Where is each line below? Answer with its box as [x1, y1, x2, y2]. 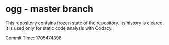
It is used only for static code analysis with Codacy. [5, 25, 113, 31]
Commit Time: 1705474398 [5, 35, 62, 41]
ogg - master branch [5, 3, 94, 15]
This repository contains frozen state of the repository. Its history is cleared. [5, 20, 164, 26]
